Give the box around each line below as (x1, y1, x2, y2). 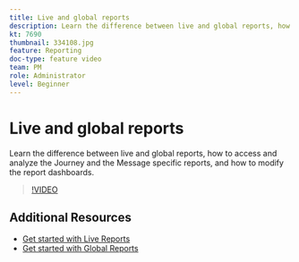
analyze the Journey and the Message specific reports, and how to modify (9, 157, 285, 168)
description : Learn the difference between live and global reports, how (9, 21, 291, 30)
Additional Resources (9, 209, 132, 224)
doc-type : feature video (9, 55, 102, 63)
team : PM (9, 63, 42, 72)
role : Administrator (9, 72, 87, 80)
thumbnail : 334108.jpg (9, 38, 94, 47)
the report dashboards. (9, 166, 95, 177)
